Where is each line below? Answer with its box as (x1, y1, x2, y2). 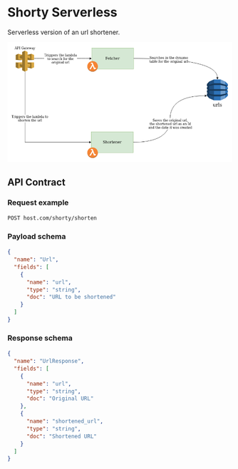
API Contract (7, 176, 66, 188)
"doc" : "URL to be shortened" (26, 294, 116, 301)
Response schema (7, 333, 73, 343)
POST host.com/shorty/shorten (7, 215, 98, 222)
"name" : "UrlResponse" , (14, 358, 84, 365)
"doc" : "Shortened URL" (26, 433, 98, 440)
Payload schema (7, 231, 66, 241)
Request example (7, 197, 69, 207)
